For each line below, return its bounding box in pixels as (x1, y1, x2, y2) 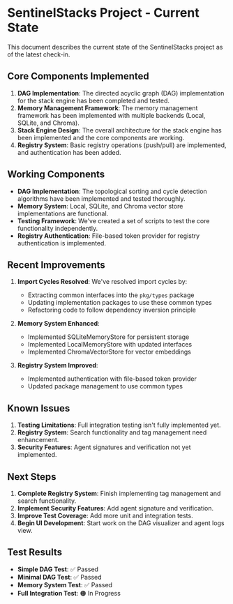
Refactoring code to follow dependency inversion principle (27, 305, 197, 315)
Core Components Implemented (7, 70, 150, 82)
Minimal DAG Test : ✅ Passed (17, 573, 103, 581)
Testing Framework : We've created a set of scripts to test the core (17, 216, 210, 225)
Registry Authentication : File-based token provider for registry (17, 232, 200, 240)
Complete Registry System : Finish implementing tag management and (17, 490, 221, 497)
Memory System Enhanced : (17, 319, 100, 328)
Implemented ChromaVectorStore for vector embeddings (27, 347, 192, 356)
